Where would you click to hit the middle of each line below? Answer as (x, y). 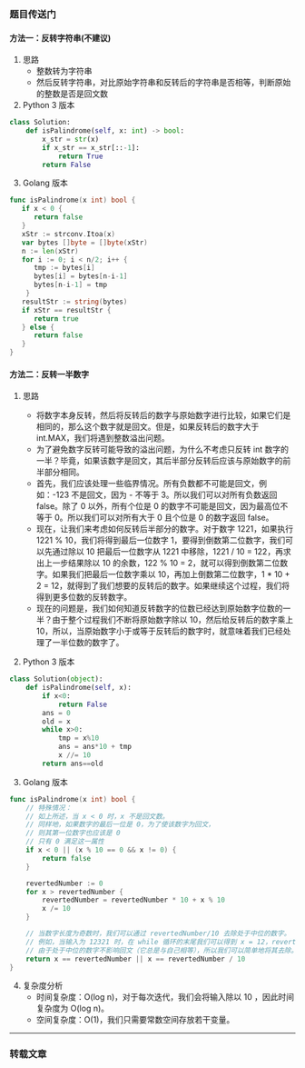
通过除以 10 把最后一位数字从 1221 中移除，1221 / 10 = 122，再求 (172, 552)
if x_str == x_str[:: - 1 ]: (91, 147)
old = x (56, 721)
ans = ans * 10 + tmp (94, 747)
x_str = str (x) (71, 139)
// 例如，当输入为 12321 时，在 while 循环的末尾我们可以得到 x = (139, 942)
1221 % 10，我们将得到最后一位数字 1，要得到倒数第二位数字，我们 (161, 540)
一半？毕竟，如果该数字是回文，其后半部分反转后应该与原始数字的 (159, 461)
